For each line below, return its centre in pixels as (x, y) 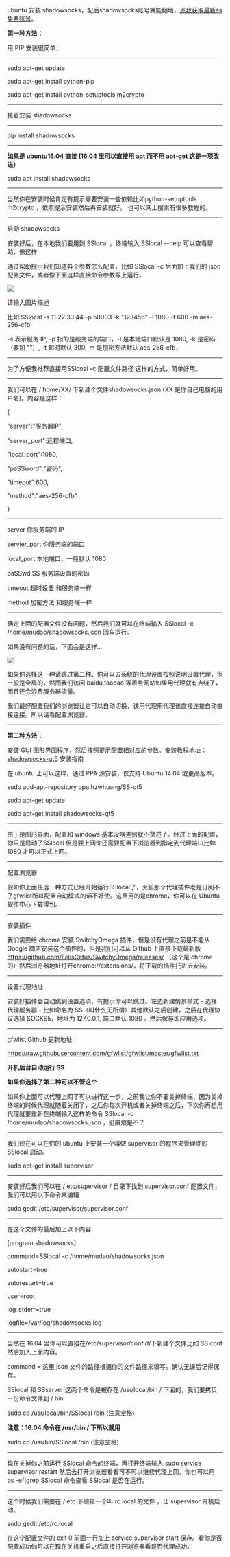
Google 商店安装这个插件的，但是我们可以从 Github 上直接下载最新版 (104, 948)
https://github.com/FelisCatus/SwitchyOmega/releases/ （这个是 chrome (110, 957)
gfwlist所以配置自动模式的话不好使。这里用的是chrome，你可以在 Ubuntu (116, 896)
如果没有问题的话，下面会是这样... (55, 647)
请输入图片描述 (28, 302)
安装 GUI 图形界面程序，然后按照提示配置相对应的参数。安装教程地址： (107, 750)
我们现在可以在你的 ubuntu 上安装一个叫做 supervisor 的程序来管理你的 (107, 1143)
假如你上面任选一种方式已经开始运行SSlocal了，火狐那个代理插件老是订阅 (111, 887)
